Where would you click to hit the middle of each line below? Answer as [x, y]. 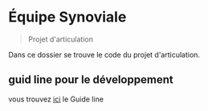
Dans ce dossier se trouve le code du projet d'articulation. [104, 54]
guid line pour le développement [91, 80]
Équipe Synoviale [67, 17]
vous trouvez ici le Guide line [56, 99]
